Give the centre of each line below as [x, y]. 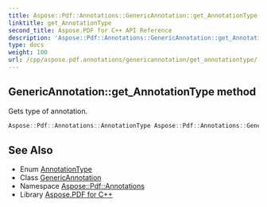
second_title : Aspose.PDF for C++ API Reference [90, 30]
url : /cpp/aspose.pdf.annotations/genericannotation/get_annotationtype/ [133, 60]
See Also [31, 150]
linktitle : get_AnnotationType [60, 23]
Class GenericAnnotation [60, 178]
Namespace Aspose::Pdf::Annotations [82, 186]
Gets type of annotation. [48, 111]
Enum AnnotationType [56, 169]
